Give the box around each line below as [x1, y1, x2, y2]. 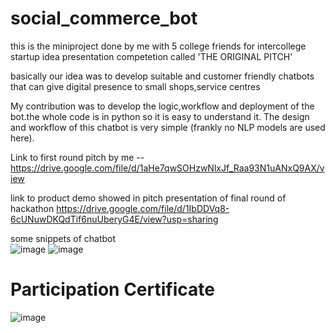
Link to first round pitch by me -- [10, 151, 145, 163]
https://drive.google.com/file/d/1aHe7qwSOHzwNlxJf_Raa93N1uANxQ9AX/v [10, 162, 325, 174]
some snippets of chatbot [10, 232, 117, 244]
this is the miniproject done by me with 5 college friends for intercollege [10, 40, 307, 52]
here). [10, 132, 35, 144]
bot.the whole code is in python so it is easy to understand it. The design [10, 110, 310, 122]
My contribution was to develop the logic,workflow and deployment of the [10, 100, 315, 112]
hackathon [10, 202, 55, 214]
